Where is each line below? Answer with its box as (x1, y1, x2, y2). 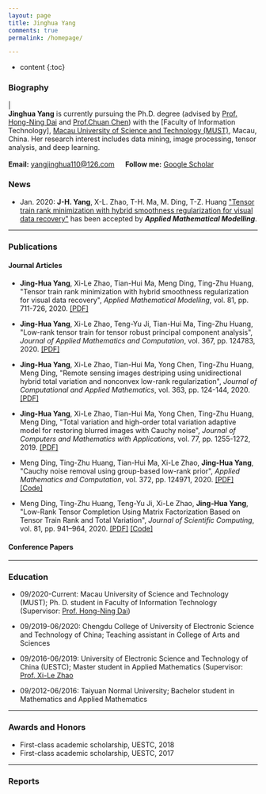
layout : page (8, 11, 51, 20)
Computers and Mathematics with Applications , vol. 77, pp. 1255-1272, (19, 434, 251, 443)
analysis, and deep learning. (8, 142, 101, 152)
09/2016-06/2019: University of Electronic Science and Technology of (19, 654, 249, 663)
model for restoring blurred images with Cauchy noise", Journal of (19, 425, 236, 435)
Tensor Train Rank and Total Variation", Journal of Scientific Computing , (19, 515, 255, 524)
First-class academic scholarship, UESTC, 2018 (19, 739, 175, 750)
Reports (8, 775, 40, 786)
